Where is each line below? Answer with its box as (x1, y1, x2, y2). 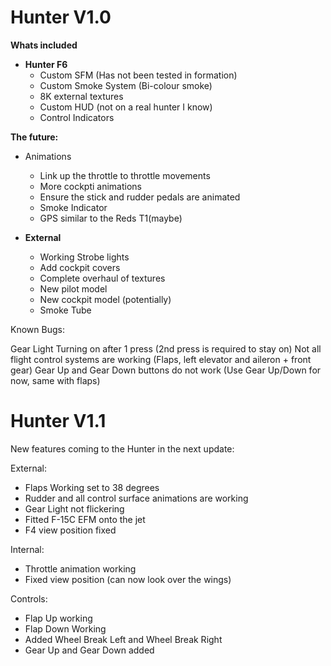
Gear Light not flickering (24, 502, 125, 515)
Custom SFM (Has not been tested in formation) (39, 69, 238, 81)
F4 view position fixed (24, 524, 117, 536)
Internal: (10, 543, 45, 555)
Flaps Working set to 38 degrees (24, 481, 160, 493)
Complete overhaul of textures (39, 272, 166, 284)
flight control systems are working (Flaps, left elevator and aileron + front (10, 353, 312, 365)
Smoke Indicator (39, 201, 108, 213)
